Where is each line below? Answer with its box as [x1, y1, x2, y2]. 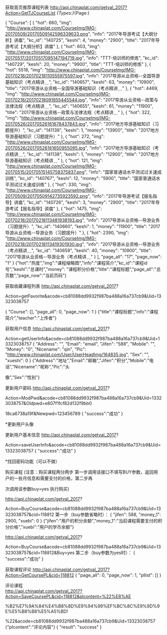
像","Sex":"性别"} [5, 374, 40, 380]
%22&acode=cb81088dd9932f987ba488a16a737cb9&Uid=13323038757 [5, 618, 156, 624]
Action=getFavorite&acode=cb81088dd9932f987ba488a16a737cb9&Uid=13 [5, 293, 162, 299]
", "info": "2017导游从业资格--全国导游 [82, 73, 161, 78]
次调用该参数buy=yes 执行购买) [5, 486, 70, 491]
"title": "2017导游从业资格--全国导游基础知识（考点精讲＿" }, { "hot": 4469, [5, 85, 159, 91]
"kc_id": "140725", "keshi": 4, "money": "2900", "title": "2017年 [26, 37, 156, 43]
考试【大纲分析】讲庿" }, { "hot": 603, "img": [9, 43, 101, 49]
